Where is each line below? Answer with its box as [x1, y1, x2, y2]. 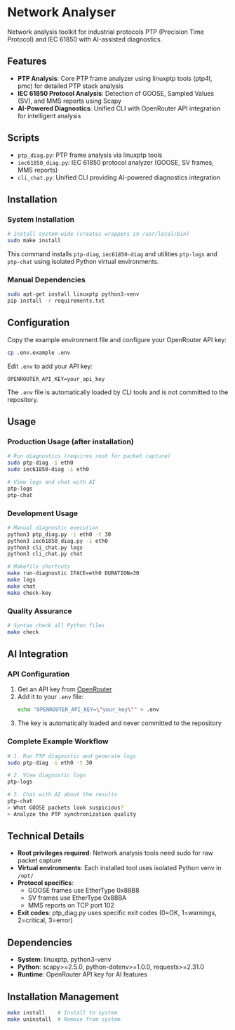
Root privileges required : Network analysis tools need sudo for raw [17, 849, 214, 858]
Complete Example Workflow [7, 736, 109, 746]
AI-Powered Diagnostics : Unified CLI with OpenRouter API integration [17, 103, 221, 113]
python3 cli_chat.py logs [7, 544, 83, 551]
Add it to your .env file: [17, 693, 84, 701]
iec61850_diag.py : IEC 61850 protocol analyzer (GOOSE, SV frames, [17, 158, 214, 166]
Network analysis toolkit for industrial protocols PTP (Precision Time [7, 27, 205, 36]
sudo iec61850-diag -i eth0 [7, 466, 90, 473]
